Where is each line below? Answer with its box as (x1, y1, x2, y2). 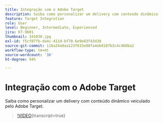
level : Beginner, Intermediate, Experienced (5, 25, 97, 30)
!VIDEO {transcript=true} (17, 113, 66, 119)
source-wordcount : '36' (5, 52, 54, 57)
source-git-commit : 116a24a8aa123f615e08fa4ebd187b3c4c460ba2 (5, 43, 134, 48)
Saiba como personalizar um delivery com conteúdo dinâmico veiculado (5, 98, 150, 104)
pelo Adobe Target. (5, 103, 44, 109)
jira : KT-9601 (5, 30, 34, 35)
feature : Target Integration (5, 16, 64, 21)
